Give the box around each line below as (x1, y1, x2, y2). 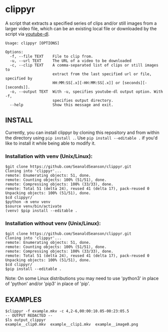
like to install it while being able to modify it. (5, 140, 96, 146)
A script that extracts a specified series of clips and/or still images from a (5, 20, 157, 26)
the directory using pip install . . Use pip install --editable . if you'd (5, 135, 158, 141)
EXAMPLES (5, 295, 42, 304)
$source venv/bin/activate (5, 204, 62, 209)
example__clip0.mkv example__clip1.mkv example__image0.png (5, 322, 138, 327)
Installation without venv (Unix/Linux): (5, 220, 101, 227)
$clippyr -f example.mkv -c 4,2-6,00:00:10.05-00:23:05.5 (5, 309, 129, 314)
